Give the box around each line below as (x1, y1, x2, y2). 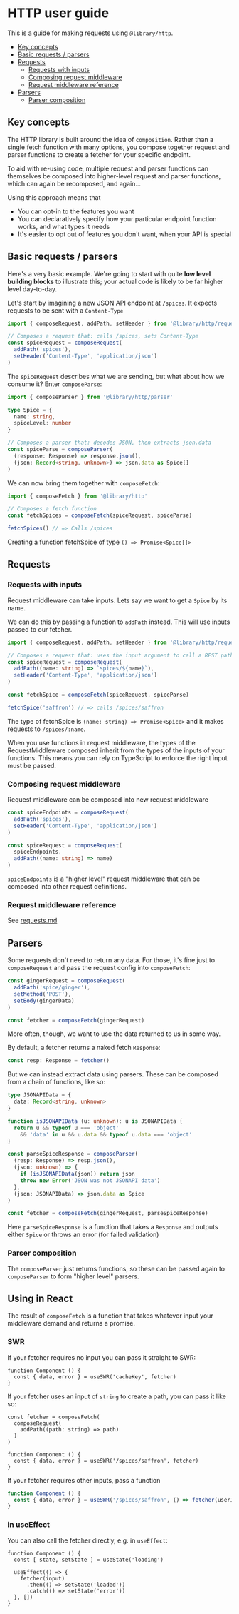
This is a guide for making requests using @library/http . (7, 29, 174, 37)
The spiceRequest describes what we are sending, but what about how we (7, 372, 225, 380)
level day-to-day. (7, 284, 58, 293)
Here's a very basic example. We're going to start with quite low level (7, 269, 211, 278)
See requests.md (7, 916, 58, 925)
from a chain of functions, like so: (7, 1078, 105, 1086)
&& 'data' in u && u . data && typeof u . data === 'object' (20, 1131, 193, 1138)
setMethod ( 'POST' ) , (14, 990, 72, 997)
